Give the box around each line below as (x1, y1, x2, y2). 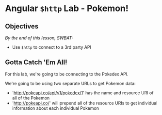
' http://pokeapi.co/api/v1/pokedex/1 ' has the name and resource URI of (12, 90, 154, 96)
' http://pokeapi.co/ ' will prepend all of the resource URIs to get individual (12, 100, 158, 106)
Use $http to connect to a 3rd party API (12, 44, 91, 50)
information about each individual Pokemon (12, 105, 99, 111)
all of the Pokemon (12, 95, 50, 101)
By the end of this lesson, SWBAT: (5, 35, 73, 41)
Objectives (5, 22, 39, 30)
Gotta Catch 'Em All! (5, 58, 67, 67)
